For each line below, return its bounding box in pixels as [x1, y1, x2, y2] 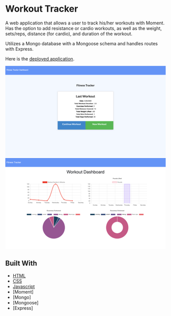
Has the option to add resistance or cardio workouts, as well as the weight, [5, 25, 162, 31]
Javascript [12, 283, 35, 290]
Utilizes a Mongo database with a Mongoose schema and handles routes [5, 40, 158, 46]
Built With [5, 259, 37, 268]
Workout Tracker [5, 3, 78, 15]
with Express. [5, 46, 34, 52]
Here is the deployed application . [5, 55, 75, 61]
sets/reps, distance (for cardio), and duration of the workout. [5, 30, 132, 37]
